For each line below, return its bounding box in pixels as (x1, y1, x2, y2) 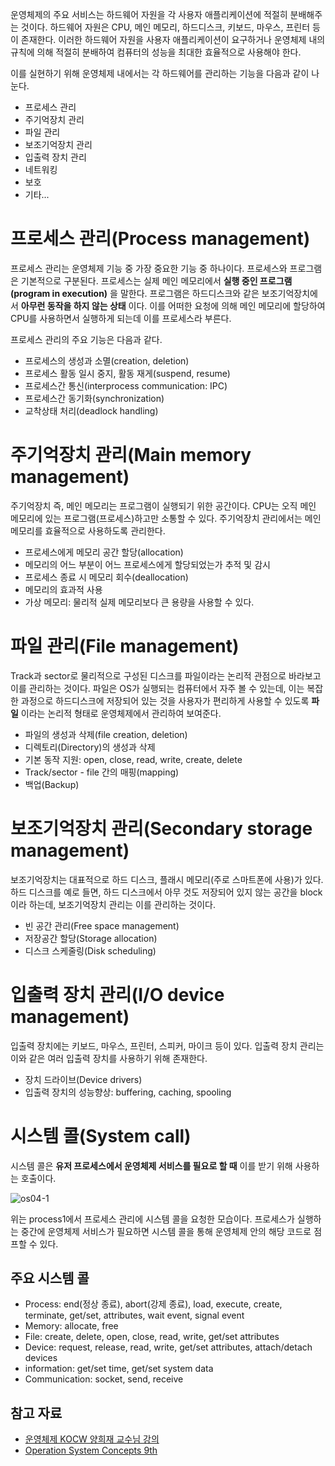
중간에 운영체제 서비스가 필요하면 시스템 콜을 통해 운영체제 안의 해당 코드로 (20, 1225, 312, 1237)
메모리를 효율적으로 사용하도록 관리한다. (10, 524, 166, 537)
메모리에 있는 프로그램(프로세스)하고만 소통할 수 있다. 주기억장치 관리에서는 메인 (10, 512, 322, 524)
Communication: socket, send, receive (24, 1373, 184, 1385)
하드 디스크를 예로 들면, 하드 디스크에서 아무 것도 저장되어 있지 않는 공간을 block (10, 886, 323, 898)
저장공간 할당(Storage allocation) (24, 932, 158, 944)
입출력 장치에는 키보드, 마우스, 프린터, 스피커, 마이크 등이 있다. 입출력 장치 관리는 (10, 1039, 325, 1052)
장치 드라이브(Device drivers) (24, 1073, 143, 1085)
